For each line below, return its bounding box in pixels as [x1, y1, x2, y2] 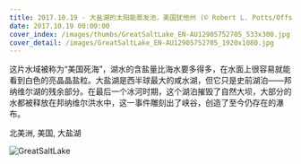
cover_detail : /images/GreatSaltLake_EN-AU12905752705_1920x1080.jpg [9, 38, 275, 47]
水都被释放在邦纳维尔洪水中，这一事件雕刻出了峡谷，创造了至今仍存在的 [9, 98, 276, 108]
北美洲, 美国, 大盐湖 [9, 127, 82, 139]
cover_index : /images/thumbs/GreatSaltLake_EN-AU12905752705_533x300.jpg [9, 30, 291, 39]
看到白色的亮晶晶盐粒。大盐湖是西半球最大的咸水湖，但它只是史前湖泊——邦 [9, 75, 292, 86]
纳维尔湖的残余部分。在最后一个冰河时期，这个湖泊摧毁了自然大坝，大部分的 [9, 86, 292, 97]
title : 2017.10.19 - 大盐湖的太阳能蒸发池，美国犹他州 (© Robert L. [9, 13, 249, 22]
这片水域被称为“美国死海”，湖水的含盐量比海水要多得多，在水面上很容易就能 [9, 64, 291, 74]
